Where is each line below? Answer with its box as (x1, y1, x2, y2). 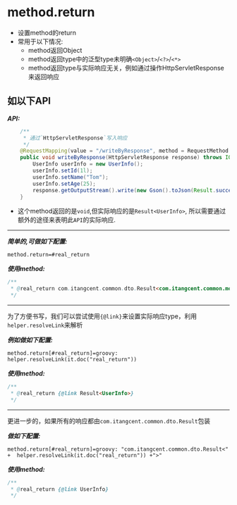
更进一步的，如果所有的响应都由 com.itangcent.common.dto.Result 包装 (7, 416, 210, 425)
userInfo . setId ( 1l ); (32, 167, 93, 174)
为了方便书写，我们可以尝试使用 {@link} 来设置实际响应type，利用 (7, 312, 197, 320)
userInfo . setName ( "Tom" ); (32, 173, 109, 180)
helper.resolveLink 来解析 (7, 321, 83, 329)
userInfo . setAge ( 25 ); (32, 180, 97, 187)
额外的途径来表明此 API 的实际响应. (17, 216, 116, 224)
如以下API (7, 95, 51, 107)
